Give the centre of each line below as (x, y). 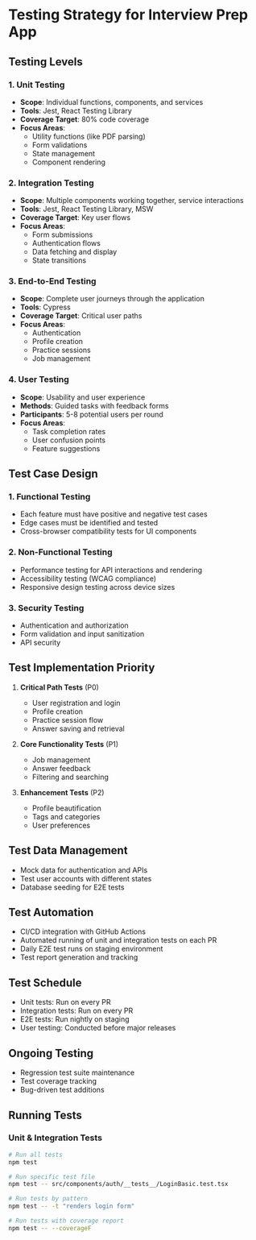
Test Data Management (68, 850)
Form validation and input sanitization (82, 634)
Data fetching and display (74, 252)
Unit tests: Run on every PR (65, 1002)
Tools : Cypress (45, 307)
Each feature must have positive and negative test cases (114, 514)
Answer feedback (61, 768)
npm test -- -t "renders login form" (72, 1206)
